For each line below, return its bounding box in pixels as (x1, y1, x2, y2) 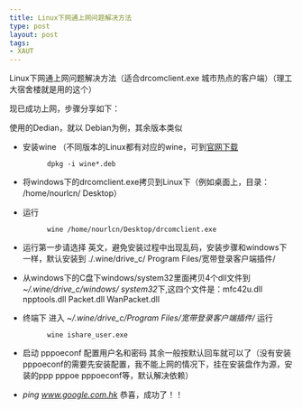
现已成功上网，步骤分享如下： (9, 103, 120, 114)
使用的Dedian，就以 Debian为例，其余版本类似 (9, 123, 183, 134)
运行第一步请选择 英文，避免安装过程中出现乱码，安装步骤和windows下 (22, 242, 288, 253)
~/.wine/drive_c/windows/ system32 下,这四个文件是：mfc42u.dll (22, 284, 263, 294)
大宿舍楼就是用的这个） (9, 84, 96, 95)
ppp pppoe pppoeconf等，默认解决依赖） (38, 370, 194, 381)
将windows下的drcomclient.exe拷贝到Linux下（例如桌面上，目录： (22, 177, 270, 188)
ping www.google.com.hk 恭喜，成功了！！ (22, 389, 183, 400)
